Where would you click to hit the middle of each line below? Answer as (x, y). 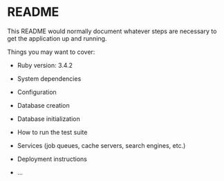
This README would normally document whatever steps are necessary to (112, 31)
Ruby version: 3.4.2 (45, 65)
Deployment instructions (52, 159)
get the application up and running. (57, 38)
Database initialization (49, 119)
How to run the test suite (52, 132)
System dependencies (49, 78)
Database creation (44, 105)
